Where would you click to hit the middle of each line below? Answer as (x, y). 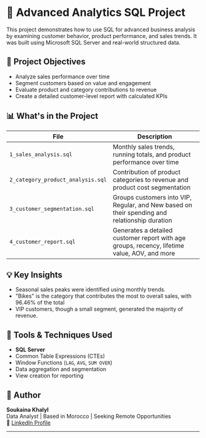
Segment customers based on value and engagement (83, 83)
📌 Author (24, 395)
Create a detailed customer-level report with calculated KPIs (91, 96)
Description (155, 136)
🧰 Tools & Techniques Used (59, 335)
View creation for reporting (49, 376)
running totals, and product (152, 154)
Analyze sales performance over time (63, 77)
